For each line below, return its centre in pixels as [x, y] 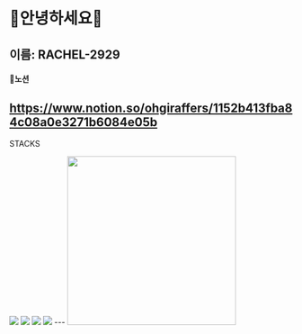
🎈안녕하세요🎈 [56, 18]
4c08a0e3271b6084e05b [84, 122]
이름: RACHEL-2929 [65, 54]
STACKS [25, 143]
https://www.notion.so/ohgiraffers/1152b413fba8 [151, 108]
